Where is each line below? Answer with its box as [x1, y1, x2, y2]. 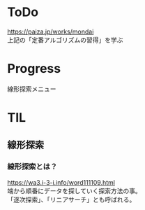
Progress [7, 61, 61, 77]
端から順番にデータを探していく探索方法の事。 [7, 186, 142, 195]
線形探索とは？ [7, 162, 58, 171]
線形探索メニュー [7, 85, 56, 93]
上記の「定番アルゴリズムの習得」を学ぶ [7, 36, 123, 44]
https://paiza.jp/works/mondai [7, 27, 94, 36]
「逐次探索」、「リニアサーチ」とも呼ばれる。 [7, 195, 136, 204]
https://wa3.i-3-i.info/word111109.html [7, 178, 115, 186]
